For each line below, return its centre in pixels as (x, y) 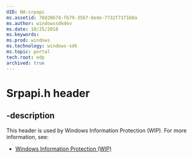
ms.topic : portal (28, 52)
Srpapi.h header (48, 93)
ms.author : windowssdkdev (39, 23)
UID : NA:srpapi (26, 12)
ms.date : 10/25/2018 (33, 29)
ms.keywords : (23, 35)
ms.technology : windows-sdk (42, 46)
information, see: (27, 137)
